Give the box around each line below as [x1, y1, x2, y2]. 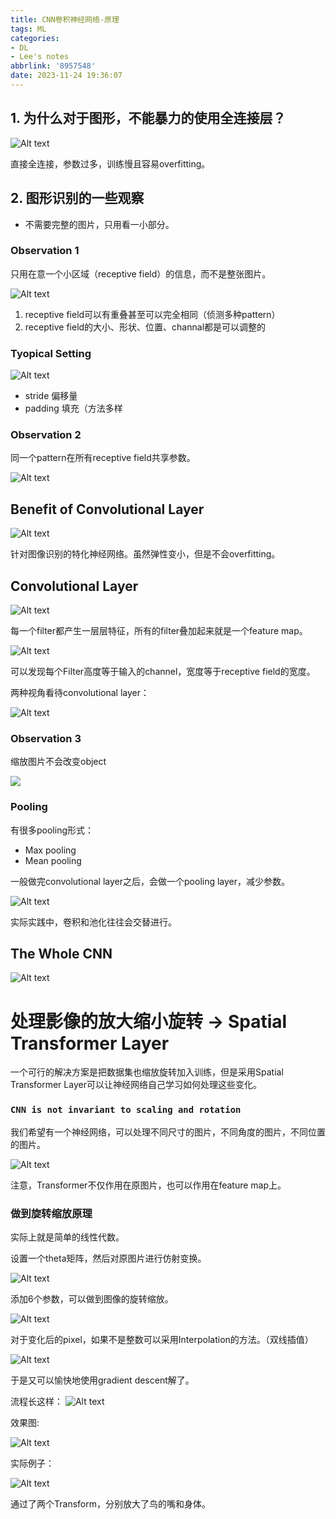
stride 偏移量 [24, 390, 78, 402]
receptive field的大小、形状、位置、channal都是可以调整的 [24, 321, 267, 333]
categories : [10, 33, 60, 43]
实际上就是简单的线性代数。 [10, 1231, 125, 1243]
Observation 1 [10, 244, 80, 258]
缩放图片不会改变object [10, 756, 107, 768]
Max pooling [24, 844, 77, 856]
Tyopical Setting [10, 346, 92, 360]
